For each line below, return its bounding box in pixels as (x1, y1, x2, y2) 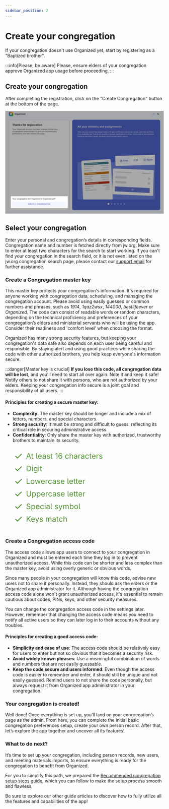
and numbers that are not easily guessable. (12, 661, 103, 667)
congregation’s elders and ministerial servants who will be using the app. (5, 320, 156, 326)
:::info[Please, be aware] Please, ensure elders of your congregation (5, 62, 147, 68)
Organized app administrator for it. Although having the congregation (5, 585, 148, 592)
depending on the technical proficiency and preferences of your (5, 315, 138, 321)
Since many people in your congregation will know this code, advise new (5, 575, 156, 581)
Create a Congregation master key (5, 276, 91, 283)
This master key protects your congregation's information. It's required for (5, 288, 159, 294)
